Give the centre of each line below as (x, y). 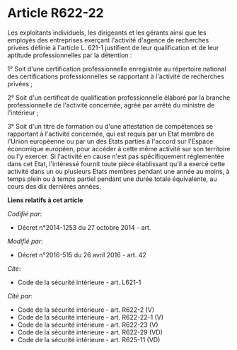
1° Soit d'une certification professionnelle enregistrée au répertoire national (117, 69)
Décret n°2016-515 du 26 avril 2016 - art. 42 (82, 255)
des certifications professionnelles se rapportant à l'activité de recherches (116, 76)
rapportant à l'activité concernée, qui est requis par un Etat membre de (111, 134)
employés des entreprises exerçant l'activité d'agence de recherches (108, 40)
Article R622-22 (56, 13)
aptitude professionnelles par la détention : (70, 55)
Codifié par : (25, 214)
